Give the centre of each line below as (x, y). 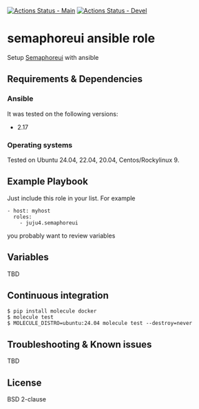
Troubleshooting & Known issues (80, 344)
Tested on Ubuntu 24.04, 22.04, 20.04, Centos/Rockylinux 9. (93, 160)
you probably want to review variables (61, 235)
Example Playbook (48, 181)
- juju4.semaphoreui (49, 223)
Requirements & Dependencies (75, 79)
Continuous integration (58, 295)
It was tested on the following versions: (63, 114)
